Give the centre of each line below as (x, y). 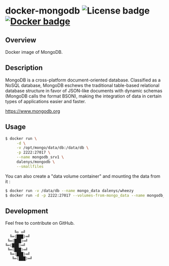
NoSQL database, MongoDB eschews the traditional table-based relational (82, 85)
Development (27, 211)
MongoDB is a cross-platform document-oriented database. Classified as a (83, 80)
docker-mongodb (43, 11)
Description (24, 68)
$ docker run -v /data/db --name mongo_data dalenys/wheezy (70, 191)
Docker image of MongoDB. (34, 52)
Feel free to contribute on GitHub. (40, 223)
